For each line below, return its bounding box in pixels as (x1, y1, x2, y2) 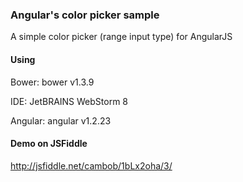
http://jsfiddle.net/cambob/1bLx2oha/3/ (10, 159, 173, 172)
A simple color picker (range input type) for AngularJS (10, 31, 233, 43)
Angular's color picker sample (10, 8, 160, 22)
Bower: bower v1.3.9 (10, 76, 95, 88)
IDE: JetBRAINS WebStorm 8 (10, 95, 129, 107)
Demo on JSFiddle (10, 138, 88, 150)
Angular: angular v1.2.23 (10, 114, 112, 127)
